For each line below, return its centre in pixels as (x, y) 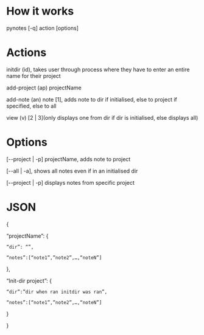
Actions (26, 53)
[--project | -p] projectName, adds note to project (69, 159)
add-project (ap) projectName (44, 88)
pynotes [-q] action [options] (43, 28)
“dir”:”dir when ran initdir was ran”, (57, 292)
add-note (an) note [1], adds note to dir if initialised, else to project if (92, 99)
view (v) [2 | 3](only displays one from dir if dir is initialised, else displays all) (102, 117)
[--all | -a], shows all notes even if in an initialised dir (72, 171)
